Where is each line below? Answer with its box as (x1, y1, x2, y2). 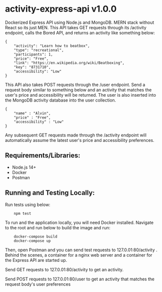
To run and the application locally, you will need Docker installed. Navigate (5, 220, 154, 225)
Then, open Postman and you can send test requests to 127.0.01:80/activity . (5, 247, 158, 253)
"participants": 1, (14, 52, 53, 57)
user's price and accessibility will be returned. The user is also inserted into (5, 92, 156, 98)
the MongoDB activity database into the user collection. (5, 97, 116, 103)
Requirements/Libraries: (5, 152, 81, 160)
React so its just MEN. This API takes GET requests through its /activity (5, 24, 146, 30)
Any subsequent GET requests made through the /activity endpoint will (5, 132, 147, 138)
